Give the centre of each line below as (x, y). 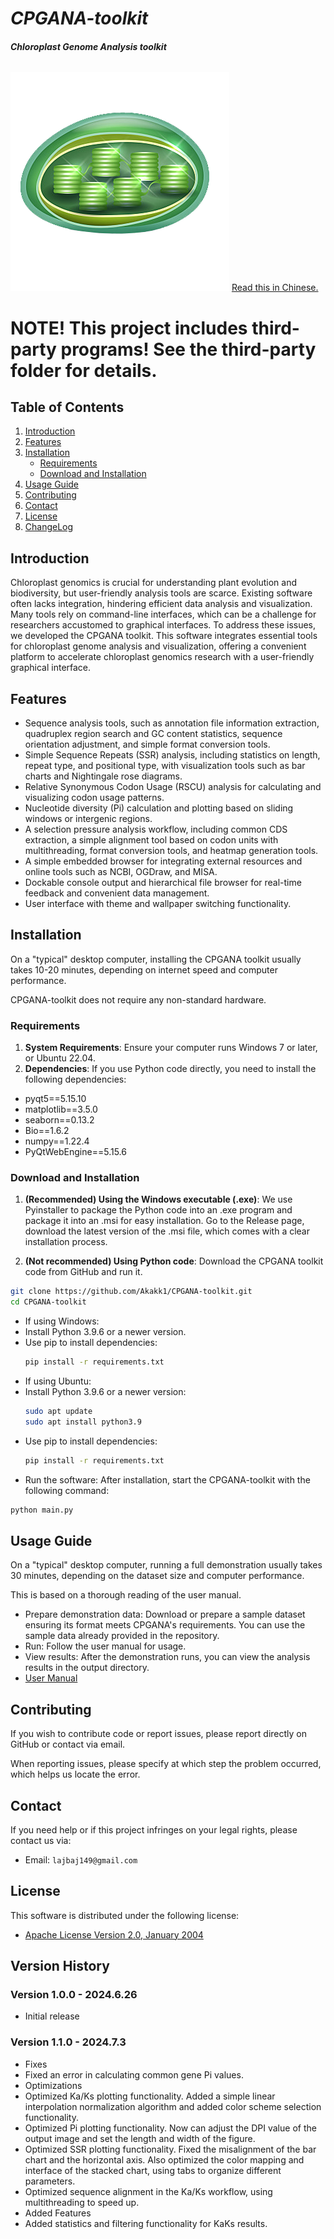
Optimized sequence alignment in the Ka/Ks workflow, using (148, 2191)
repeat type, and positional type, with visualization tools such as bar (165, 766)
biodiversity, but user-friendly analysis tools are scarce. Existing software (161, 593)
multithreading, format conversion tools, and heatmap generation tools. (171, 851)
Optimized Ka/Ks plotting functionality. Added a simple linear (150, 2096)
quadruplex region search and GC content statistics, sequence (153, 734)
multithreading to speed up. (82, 2202)
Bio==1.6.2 (47, 1131)
